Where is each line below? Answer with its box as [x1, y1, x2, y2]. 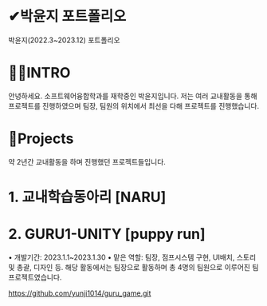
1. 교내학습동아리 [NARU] [8, 189, 167, 206]
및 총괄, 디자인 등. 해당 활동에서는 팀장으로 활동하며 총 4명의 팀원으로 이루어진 [8, 262, 251, 272]
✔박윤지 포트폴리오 [8, 7, 127, 26]
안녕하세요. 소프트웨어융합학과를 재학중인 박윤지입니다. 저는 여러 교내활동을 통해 [8, 91, 257, 101]
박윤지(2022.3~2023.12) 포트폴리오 [8, 35, 121, 45]
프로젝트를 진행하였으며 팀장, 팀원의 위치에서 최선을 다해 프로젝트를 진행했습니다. [8, 101, 260, 110]
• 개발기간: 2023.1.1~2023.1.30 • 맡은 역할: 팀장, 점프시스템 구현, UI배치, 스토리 [8, 252, 257, 262]
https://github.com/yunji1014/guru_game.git [8, 288, 151, 298]
